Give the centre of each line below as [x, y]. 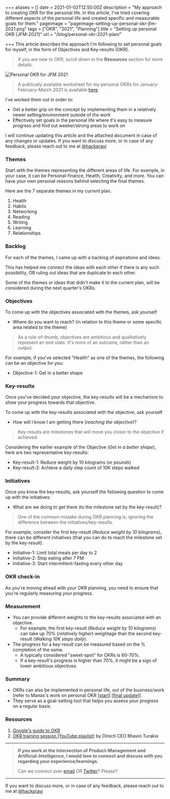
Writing [20, 222]
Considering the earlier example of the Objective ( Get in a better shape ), [81, 447]
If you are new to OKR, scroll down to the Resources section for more [90, 59]
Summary [18, 679]
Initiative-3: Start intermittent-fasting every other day [68, 564]
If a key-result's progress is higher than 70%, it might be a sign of [88, 661]
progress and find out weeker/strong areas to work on [69, 126]
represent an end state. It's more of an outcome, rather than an [83, 342]
